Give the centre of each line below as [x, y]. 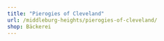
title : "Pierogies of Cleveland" [56, 14]
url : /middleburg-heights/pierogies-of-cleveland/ [82, 20]
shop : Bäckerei [29, 26]
